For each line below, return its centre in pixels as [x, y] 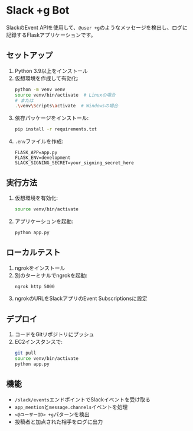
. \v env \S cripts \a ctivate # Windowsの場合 [66, 106]
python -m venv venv [40, 90]
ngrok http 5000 [35, 286]
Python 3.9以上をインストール [51, 71]
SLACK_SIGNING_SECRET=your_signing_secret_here [74, 163]
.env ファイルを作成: [39, 141]
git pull [25, 353]
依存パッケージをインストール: [52, 118]
